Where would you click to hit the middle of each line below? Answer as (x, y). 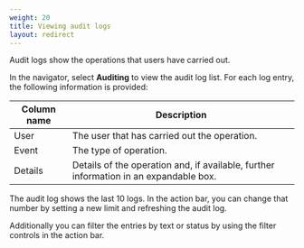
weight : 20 (30, 18)
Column (38, 109)
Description (181, 115)
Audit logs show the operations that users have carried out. (120, 60)
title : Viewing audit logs (60, 26)
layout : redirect (42, 34)
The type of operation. (119, 151)
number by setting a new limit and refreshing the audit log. (119, 208)
